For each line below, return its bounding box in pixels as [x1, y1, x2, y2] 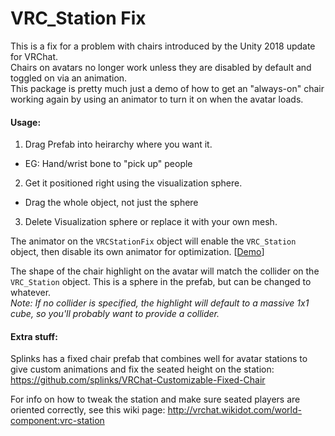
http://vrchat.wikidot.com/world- [167, 404, 302, 416]
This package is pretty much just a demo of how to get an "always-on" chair [10, 82, 325, 94]
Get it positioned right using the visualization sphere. [24, 177, 243, 189]
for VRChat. [10, 50, 59, 62]
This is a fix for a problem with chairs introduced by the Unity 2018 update [10, 40, 316, 52]
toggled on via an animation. [10, 72, 128, 84]
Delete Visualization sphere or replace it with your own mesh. [24, 216, 278, 228]
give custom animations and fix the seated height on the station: [10, 363, 275, 376]
